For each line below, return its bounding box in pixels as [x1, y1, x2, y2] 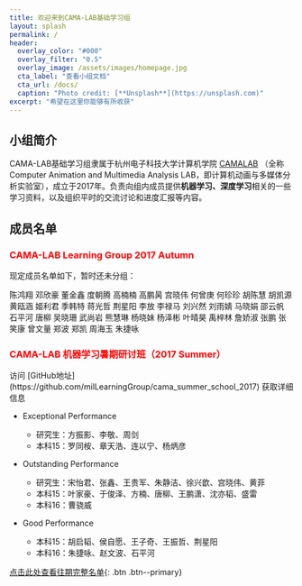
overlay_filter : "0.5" [17, 55, 103, 64]
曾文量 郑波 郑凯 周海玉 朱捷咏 [26, 323, 140, 334]
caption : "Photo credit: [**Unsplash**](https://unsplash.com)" [17, 88, 264, 97]
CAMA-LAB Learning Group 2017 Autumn [9, 249, 195, 261]
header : [9, 38, 39, 48]
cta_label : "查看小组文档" [17, 72, 111, 81]
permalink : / [9, 30, 59, 39]
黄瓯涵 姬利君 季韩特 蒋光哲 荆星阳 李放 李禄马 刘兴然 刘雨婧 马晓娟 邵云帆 [9, 300, 285, 311]
